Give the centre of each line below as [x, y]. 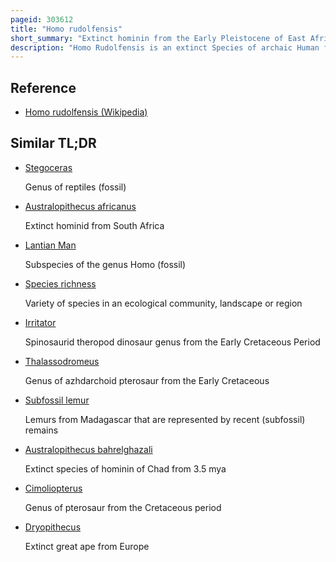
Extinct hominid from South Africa [94, 225]
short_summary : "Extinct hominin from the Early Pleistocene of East [158, 38]
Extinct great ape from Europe [87, 546]
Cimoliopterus [53, 488]
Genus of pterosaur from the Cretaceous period [123, 507]
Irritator [40, 322]
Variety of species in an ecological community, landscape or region [163, 303]
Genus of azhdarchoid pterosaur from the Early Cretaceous [147, 380]
